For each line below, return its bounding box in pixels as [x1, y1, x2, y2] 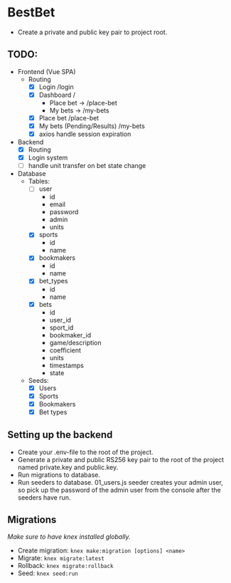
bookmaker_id [49, 330, 91, 339]
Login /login [38, 83, 74, 91]
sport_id [49, 323, 74, 332]
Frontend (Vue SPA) [17, 67, 76, 75]
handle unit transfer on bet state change [28, 162, 146, 170]
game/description [49, 338, 102, 347]
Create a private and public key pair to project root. [17, 28, 168, 36]
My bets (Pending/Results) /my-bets [38, 122, 146, 130]
